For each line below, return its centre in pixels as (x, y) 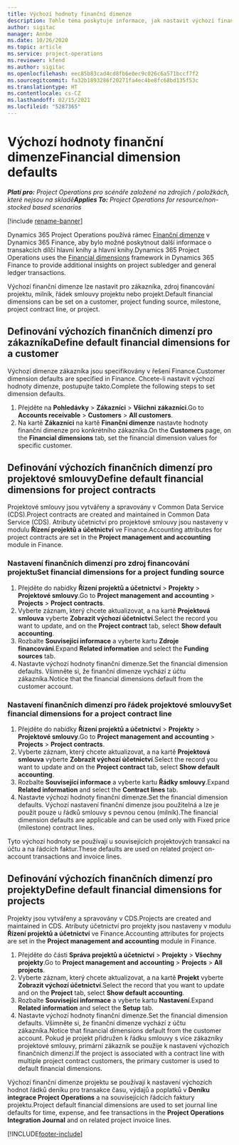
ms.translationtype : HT (43, 87)
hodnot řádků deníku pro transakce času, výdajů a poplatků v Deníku (108, 1089)
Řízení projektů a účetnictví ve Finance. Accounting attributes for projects (116, 933)
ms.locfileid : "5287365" (44, 107)
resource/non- (197, 200)
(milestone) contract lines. (56, 828)
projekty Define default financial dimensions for (115, 890)
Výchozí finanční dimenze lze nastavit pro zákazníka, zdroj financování (111, 286)
